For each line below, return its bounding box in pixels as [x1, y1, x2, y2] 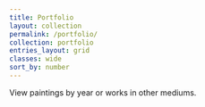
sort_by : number [9, 63, 70, 72]
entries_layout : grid [9, 46, 90, 55]
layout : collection [9, 21, 82, 30]
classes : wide [9, 54, 63, 63]
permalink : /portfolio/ [9, 29, 98, 38]
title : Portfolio [9, 12, 74, 22]
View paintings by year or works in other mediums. [9, 86, 197, 98]
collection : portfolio [9, 37, 94, 47]
